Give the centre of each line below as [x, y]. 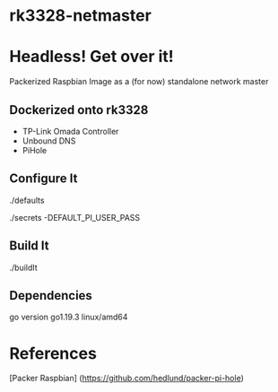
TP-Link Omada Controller [70, 131]
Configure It [43, 179]
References [53, 353]
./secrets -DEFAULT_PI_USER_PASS [75, 217]
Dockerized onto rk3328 [79, 110]
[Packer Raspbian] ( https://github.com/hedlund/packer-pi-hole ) [127, 379]
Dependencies [51, 296]
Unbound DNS [49, 141]
